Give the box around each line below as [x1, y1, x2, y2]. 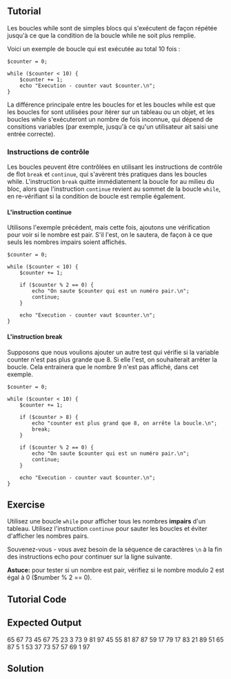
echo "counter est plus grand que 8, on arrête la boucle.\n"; [32, 420, 217, 427]
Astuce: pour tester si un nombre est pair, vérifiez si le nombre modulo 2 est [7, 566, 225, 575]
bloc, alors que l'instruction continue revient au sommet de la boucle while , [7, 185, 221, 193]
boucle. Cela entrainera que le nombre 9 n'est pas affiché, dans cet [7, 362, 199, 371]
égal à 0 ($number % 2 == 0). [7, 573, 92, 582]
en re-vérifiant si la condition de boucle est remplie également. [7, 192, 185, 201]
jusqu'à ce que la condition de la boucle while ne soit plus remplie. [7, 31, 197, 39]
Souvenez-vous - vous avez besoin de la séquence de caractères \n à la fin [7, 546, 223, 554]
